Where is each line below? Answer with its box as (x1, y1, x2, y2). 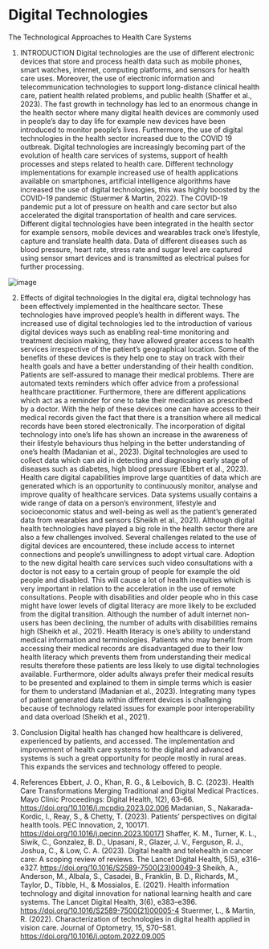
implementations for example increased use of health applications (19, 167, 238, 177)
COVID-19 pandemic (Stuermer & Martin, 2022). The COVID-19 (19, 193, 228, 203)
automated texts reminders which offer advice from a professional (19, 378, 239, 388)
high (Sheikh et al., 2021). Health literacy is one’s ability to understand (19, 626, 251, 636)
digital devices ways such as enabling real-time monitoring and (19, 327, 230, 336)
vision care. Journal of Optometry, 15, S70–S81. (19, 922, 177, 932)
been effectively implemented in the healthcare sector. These (19, 301, 223, 311)
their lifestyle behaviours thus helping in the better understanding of (19, 438, 246, 448)
